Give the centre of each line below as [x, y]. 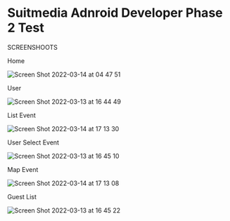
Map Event [23, 169]
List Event [22, 115]
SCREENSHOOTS [32, 47]
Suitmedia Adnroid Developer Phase [115, 13]
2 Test [26, 28]
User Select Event [33, 142]
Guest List [22, 196]
